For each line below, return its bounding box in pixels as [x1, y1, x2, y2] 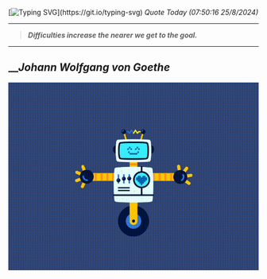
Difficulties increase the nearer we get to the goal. [27, 30, 198, 40]
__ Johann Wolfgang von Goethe [8, 60, 171, 75]
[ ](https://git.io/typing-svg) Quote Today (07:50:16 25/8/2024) [8, 8, 259, 17]
